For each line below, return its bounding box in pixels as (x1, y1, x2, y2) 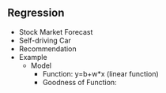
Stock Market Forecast (18, 27, 93, 36)
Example (18, 52, 48, 61)
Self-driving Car (18, 35, 72, 45)
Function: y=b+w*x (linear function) (42, 69, 159, 78)
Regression (7, 6, 65, 20)
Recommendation (18, 43, 77, 54)
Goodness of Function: (42, 77, 117, 87)
